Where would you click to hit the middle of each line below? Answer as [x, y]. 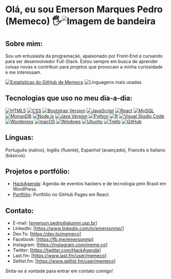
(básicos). [16, 155]
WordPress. [25, 189]
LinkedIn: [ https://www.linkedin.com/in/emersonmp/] [68, 228]
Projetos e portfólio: [38, 172]
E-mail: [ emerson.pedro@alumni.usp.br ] [55, 223]
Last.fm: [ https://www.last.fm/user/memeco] [59, 256]
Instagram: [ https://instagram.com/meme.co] [60, 245]
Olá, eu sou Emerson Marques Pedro [84, 9]
